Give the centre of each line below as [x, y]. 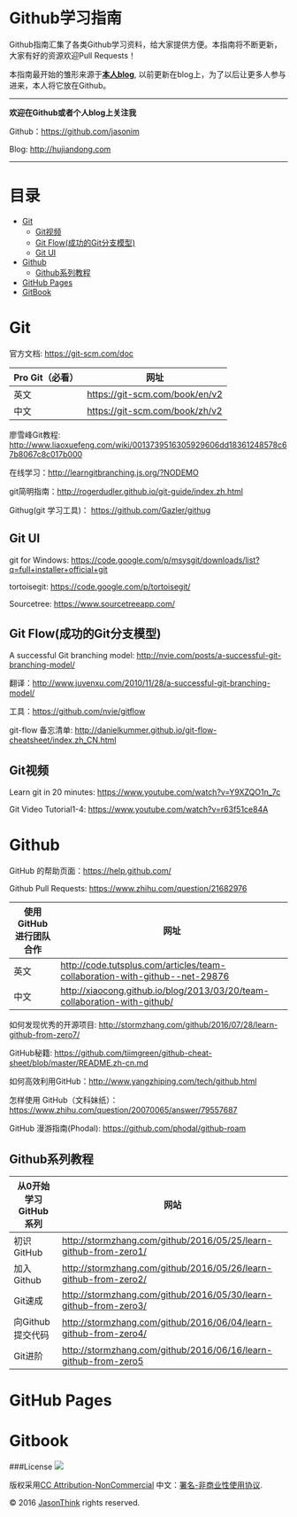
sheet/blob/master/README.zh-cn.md [79, 1063]
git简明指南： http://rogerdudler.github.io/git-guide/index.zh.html [126, 491]
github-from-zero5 [103, 1361]
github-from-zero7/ [45, 1035]
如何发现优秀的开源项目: [53, 1025]
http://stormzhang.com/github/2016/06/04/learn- [167, 1323]
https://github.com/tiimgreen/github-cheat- [133, 1053]
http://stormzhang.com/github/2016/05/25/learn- [167, 1240]
